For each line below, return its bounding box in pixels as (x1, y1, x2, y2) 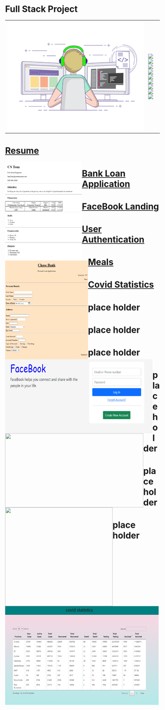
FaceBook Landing (82, 201, 160, 212)
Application (82, 178, 130, 190)
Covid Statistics (88, 279, 154, 290)
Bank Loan (82, 168, 126, 179)
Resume (5, 145, 39, 157)
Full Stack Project (5, 3, 78, 15)
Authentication (82, 234, 145, 245)
